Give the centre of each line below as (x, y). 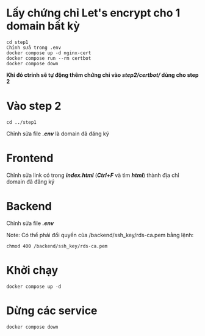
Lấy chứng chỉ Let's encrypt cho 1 (93, 13)
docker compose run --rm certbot (49, 58)
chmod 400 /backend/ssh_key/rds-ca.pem (57, 246)
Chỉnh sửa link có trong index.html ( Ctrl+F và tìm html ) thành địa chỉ (93, 175)
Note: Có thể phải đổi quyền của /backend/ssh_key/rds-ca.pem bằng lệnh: (100, 235)
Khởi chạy (32, 270)
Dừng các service (52, 310)
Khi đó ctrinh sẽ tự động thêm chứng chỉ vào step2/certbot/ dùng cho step (103, 75)
